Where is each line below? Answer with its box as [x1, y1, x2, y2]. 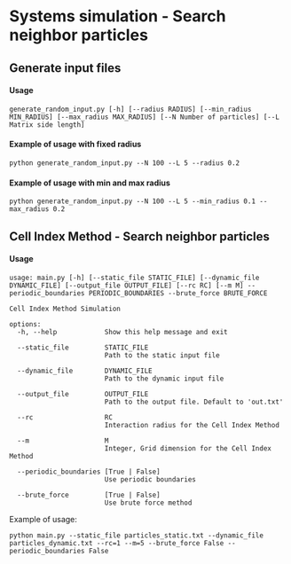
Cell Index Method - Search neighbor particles [9, 229, 271, 244]
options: [9, 319, 42, 329]
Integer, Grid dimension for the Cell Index [104, 443, 272, 453]
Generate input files [9, 60, 122, 75]
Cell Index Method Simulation [9, 304, 122, 313]
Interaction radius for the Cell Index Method [104, 420, 279, 429]
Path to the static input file [104, 350, 220, 360]
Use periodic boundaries [104, 474, 197, 484]
